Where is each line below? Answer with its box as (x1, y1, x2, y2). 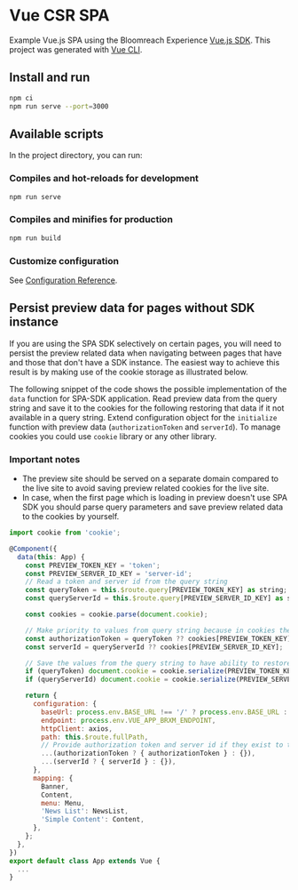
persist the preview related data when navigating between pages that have (9, 348, 282, 358)
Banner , (41, 782, 69, 791)
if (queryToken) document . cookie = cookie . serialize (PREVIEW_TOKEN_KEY (25, 667, 295, 676)
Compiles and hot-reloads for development (9, 172, 200, 185)
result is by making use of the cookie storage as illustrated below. (9, 366, 248, 377)
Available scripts (9, 126, 104, 141)
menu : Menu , (41, 798, 86, 807)
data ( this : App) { (17, 552, 86, 561)
